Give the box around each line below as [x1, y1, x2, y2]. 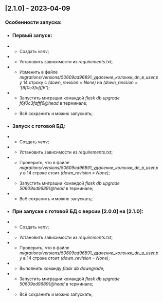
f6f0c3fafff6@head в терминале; [19, 100, 88, 106]
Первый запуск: [12, 32, 53, 39]
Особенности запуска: [5, 19, 62, 26]
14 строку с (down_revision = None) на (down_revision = [23, 79, 138, 85]
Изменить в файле [19, 69, 58, 75]
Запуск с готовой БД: [12, 122, 66, 129]
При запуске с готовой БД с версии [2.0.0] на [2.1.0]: [12, 208, 144, 214]
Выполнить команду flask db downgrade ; [19, 265, 105, 271]
